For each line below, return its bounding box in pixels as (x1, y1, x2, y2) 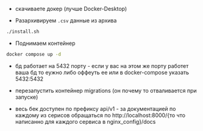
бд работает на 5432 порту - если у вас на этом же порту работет (15, 62, 189, 69)
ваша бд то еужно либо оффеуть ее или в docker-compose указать (15, 69, 190, 76)
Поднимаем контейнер (15, 39, 76, 47)
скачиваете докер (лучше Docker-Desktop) (15, 5, 127, 12)
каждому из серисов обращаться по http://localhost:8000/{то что (15, 112, 186, 119)
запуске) (15, 93, 38, 101)
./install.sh (6, 29, 40, 35)
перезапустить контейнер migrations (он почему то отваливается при (15, 87, 197, 94)
